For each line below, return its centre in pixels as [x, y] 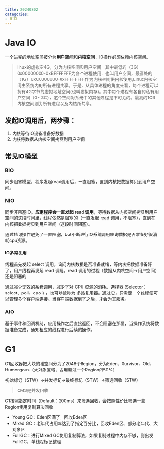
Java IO [20, 43]
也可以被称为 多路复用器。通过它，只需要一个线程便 [102, 293]
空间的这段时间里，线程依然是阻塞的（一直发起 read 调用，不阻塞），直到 [78, 218]
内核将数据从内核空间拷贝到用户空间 [49, 139]
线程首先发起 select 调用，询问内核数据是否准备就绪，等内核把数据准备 [76, 264]
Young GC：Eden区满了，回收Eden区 [50, 417]
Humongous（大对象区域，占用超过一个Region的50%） [61, 370]
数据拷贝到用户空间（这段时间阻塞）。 [55, 224]
